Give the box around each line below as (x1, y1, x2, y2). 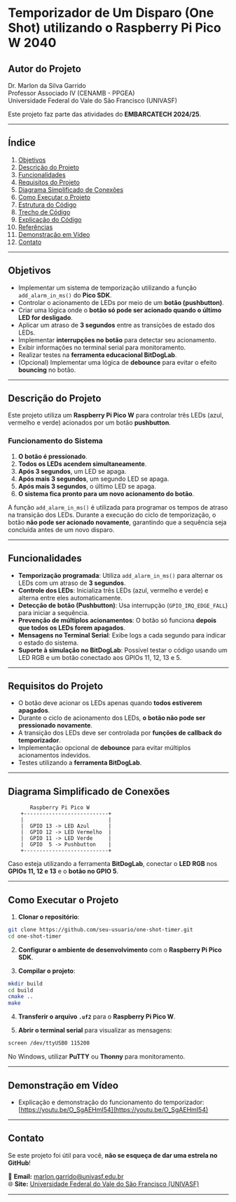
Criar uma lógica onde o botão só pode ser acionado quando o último (18, 306, 222, 314)
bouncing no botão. (18, 366, 76, 374)
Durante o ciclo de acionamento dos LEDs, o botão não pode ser (18, 713, 206, 722)
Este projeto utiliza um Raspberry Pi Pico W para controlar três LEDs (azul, (8, 411, 223, 420)
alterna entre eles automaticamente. (18, 593, 123, 602)
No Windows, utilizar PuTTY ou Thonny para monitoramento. (8, 1052, 186, 1061)
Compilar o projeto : (18, 967, 76, 975)
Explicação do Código (18, 215, 83, 224)
